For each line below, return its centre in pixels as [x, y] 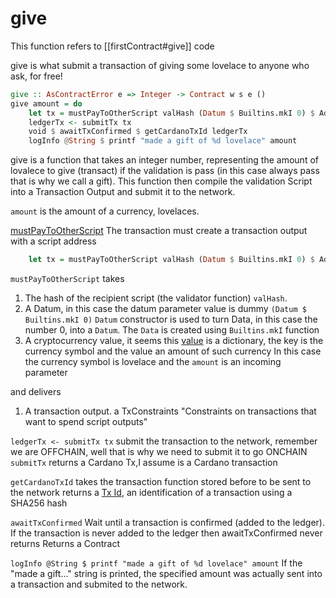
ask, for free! [36, 76]
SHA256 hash [39, 503]
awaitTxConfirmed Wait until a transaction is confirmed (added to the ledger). [167, 523]
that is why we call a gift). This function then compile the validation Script [161, 181]
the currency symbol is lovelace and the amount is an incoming [153, 362]
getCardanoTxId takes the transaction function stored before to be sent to [161, 482]
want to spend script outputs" [86, 422]
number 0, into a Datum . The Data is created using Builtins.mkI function [172, 330]
